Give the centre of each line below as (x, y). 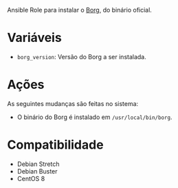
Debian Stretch (38, 164)
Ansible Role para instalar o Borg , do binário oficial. (80, 10)
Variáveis (34, 38)
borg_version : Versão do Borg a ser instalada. (81, 56)
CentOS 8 (31, 178)
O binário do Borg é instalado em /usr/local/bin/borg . (94, 117)
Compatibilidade (56, 145)
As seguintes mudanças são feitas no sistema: (73, 103)
